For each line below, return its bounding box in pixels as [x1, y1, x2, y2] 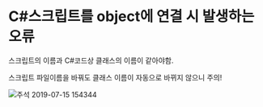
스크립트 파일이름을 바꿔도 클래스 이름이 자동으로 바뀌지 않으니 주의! [8, 72, 223, 82]
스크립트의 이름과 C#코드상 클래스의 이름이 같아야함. [8, 56, 174, 65]
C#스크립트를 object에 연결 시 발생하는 [8, 7, 255, 26]
